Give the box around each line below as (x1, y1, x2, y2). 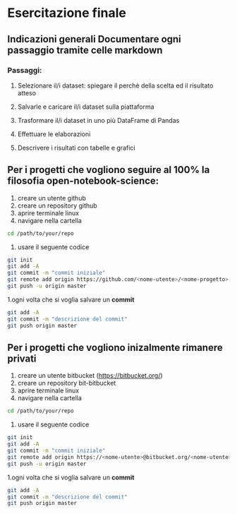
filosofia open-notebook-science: (7, 175, 159, 187)
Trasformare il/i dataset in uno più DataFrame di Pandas (17, 116, 180, 124)
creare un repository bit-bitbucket (17, 379, 116, 388)
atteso (17, 88, 37, 97)
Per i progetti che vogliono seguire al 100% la (7, 164, 210, 176)
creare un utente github (17, 193, 87, 202)
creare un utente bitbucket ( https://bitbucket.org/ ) (17, 371, 164, 380)
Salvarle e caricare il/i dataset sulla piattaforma (17, 102, 154, 111)
